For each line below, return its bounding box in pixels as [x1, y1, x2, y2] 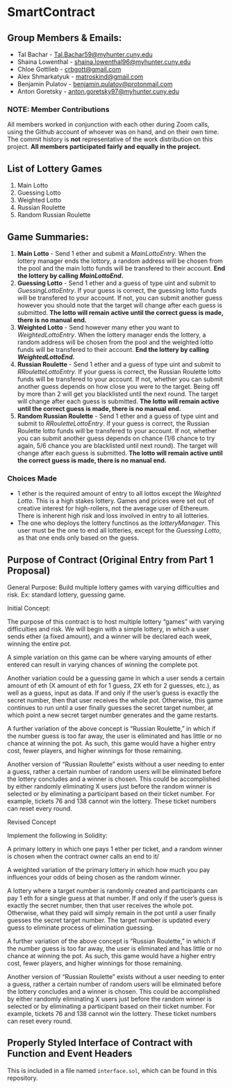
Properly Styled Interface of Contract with [7, 1037, 193, 1049]
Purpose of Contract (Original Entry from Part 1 [7, 554, 214, 565]
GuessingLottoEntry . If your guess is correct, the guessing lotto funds [17, 286, 217, 294]
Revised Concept [7, 818, 57, 826]
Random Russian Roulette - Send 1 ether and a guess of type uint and [17, 412, 219, 420]
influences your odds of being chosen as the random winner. [7, 873, 182, 882]
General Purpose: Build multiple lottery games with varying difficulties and [7, 583, 220, 592]
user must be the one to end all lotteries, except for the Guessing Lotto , [17, 526, 222, 535]
